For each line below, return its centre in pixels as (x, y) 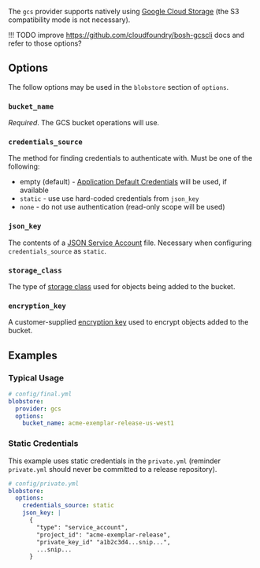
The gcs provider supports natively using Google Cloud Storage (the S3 (124, 11)
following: (24, 167)
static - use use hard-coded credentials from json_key (109, 199)
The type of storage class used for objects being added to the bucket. (122, 286)
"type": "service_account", (82, 527)
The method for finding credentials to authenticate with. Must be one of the (130, 158)
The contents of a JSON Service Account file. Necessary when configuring (130, 243)
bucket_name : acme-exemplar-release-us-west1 (98, 423)
